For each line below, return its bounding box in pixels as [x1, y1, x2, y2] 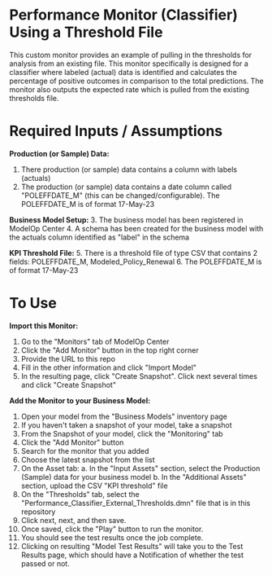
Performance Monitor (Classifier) [9, 6, 239, 24]
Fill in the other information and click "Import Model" [20, 363, 197, 372]
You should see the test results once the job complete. [20, 532, 204, 543]
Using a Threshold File [9, 23, 163, 42]
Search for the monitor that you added [20, 446, 149, 455]
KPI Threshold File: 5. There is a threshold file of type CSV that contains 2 [9, 248, 258, 257]
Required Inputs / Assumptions [9, 122, 223, 140]
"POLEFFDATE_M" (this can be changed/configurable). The [20, 190, 220, 200]
